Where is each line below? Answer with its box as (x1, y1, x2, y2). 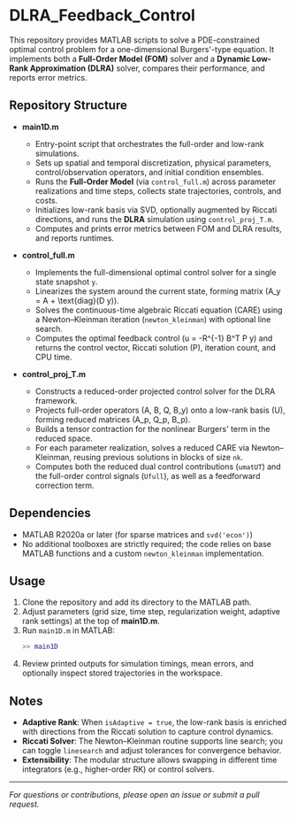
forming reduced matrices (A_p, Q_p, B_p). (34, 413, 191, 425)
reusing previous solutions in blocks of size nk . (73, 451, 244, 462)
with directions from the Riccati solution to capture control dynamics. (21, 727, 274, 737)
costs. (34, 195, 58, 205)
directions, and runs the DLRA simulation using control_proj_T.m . (34, 213, 274, 224)
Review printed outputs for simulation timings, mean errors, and (21, 659, 255, 669)
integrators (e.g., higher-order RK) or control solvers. (21, 764, 215, 775)
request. (9, 799, 40, 810)
